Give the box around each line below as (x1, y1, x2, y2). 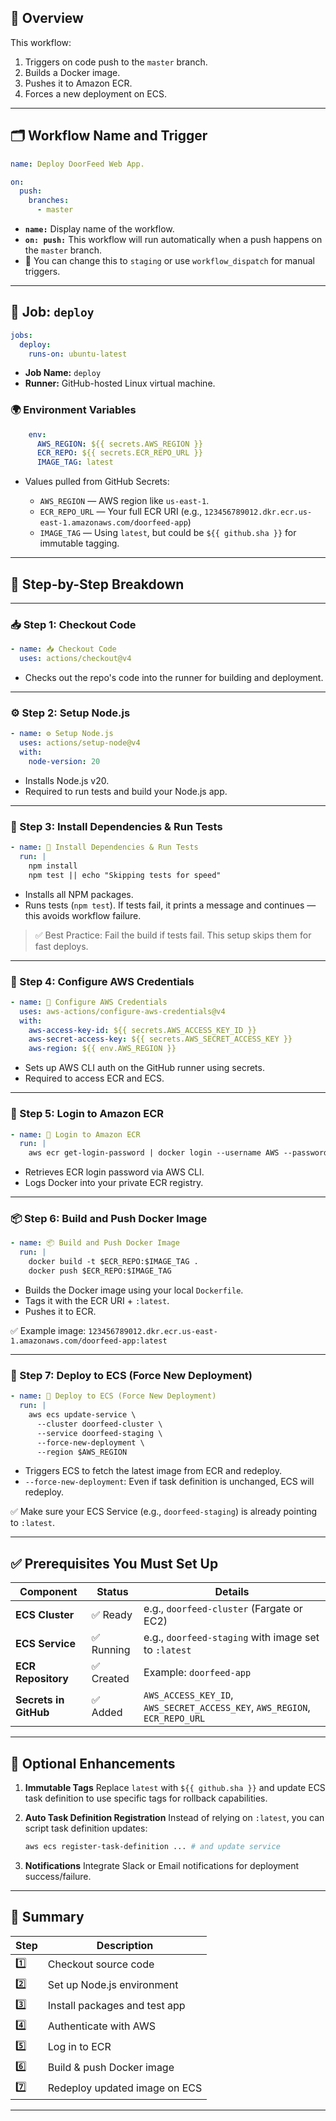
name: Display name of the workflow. (24, 223, 175, 235)
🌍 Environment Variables (10, 403, 137, 417)
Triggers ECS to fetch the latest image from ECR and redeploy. (24, 1465, 282, 1477)
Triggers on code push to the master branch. (24, 56, 208, 68)
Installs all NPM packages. (24, 888, 134, 900)
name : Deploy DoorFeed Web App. (10, 159, 145, 169)
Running (91, 1643, 131, 1657)
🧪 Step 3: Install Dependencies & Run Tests (10, 819, 223, 833)
